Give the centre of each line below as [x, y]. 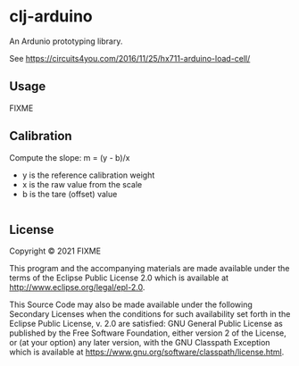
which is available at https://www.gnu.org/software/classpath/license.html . [147, 352]
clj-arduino [51, 17]
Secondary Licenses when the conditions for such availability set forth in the [150, 314]
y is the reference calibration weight [88, 175]
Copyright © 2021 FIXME [55, 251]
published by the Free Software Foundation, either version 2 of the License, [148, 333]
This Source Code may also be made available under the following [131, 304]
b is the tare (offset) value [70, 194]
